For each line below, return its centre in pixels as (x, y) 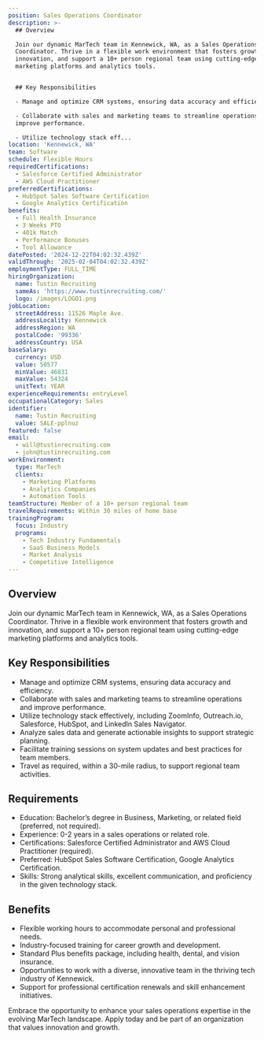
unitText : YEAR (40, 387)
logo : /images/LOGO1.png (56, 299)
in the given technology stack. (68, 885)
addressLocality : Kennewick (61, 321)
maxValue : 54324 (42, 379)
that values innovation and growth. (64, 1027)
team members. (45, 757)
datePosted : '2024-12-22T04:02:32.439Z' (75, 254)
